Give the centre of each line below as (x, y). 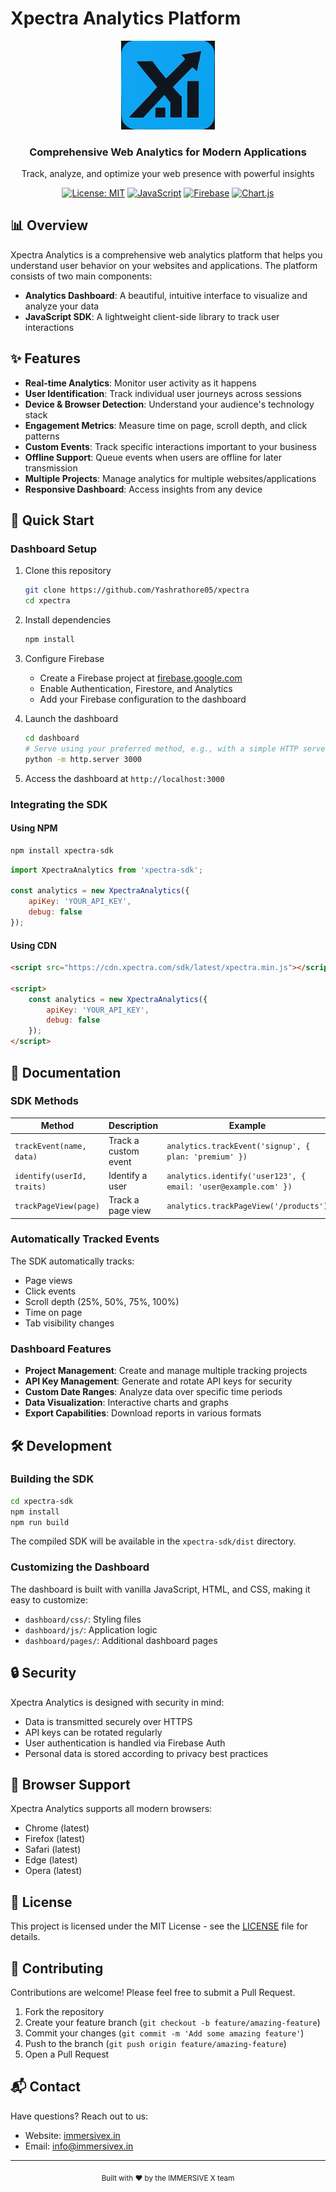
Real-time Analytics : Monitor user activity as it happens (140, 383)
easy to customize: (49, 1599)
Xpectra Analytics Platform (126, 18)
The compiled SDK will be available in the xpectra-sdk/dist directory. (153, 1541)
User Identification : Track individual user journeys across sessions (163, 393)
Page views (48, 1280)
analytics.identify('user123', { (236, 1176)
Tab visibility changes (69, 1323)
